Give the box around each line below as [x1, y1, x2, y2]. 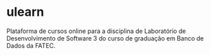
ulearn [6, 4, 45, 20]
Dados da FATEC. [6, 41, 56, 49]
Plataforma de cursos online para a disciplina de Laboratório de [6, 27, 186, 35]
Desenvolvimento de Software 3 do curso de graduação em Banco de [6, 34, 204, 42]
